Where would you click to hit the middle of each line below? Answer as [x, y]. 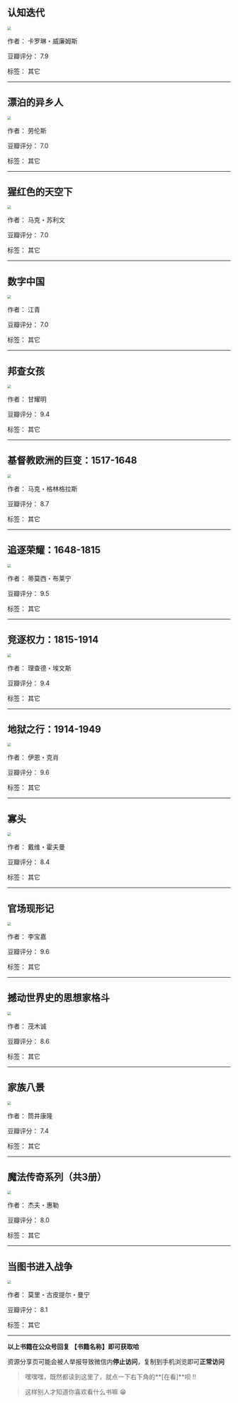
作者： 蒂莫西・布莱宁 [39, 578]
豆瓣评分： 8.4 [29, 862]
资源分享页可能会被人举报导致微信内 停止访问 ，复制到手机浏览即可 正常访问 [116, 1362]
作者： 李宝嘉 [27, 937]
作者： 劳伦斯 [27, 131]
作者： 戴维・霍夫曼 [36, 847]
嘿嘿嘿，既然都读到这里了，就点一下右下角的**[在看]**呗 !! [110, 1377]
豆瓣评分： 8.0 [28, 1221]
